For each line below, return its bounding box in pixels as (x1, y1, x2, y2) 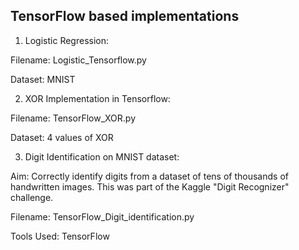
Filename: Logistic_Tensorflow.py (10, 54, 147, 66)
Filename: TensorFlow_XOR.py (10, 112, 137, 124)
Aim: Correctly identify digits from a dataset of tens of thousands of (10, 170, 289, 182)
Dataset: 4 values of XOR (10, 131, 114, 143)
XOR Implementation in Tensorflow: (24, 92, 171, 104)
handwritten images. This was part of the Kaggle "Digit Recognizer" (10, 180, 290, 193)
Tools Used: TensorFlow (10, 230, 110, 242)
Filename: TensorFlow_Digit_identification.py (10, 210, 195, 223)
